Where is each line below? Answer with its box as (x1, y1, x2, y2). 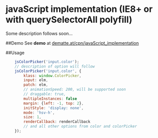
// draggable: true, (23, 92, 66, 97)
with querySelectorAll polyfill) (5, 14, 133, 25)
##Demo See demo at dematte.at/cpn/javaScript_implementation (5, 40, 139, 46)
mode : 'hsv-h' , (23, 110, 55, 115)
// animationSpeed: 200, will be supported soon (23, 87, 126, 92)
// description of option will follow (14, 64, 95, 69)
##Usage (5, 50, 25, 56)
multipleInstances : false (23, 96, 78, 101)
